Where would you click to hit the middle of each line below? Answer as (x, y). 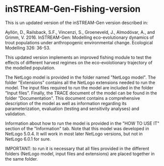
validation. (15, 113)
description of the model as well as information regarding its (66, 103)
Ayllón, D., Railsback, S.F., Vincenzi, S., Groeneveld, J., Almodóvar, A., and (80, 32)
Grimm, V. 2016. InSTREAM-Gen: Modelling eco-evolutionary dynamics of (80, 37)
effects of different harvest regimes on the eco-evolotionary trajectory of (79, 62)
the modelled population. (30, 68)
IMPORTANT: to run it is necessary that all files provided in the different (77, 148)
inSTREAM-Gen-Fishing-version (73, 9)
